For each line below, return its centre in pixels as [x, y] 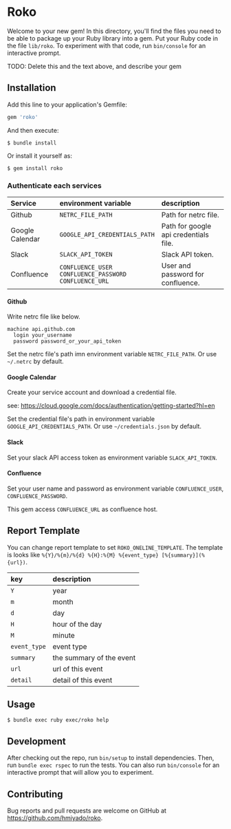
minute [64, 635]
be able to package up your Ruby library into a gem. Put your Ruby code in [113, 38]
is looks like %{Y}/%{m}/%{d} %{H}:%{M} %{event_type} [83, 555]
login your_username [43, 335]
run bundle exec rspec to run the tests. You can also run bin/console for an [113, 765]
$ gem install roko [35, 168]
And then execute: [33, 130]
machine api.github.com [41, 330]
